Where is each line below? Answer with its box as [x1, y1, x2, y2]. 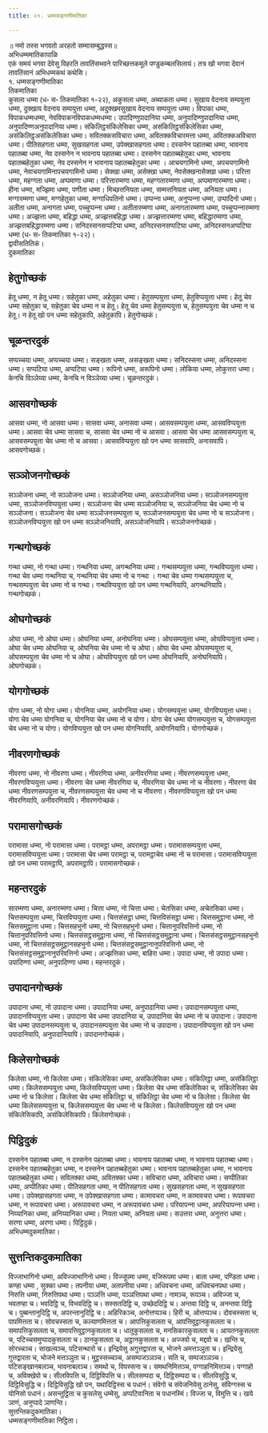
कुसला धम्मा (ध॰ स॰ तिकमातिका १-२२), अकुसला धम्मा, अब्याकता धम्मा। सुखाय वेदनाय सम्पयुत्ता [8, 94, 250, 104]
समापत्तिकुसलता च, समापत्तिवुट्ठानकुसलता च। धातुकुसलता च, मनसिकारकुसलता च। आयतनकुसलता [8, 1326, 259, 1335]
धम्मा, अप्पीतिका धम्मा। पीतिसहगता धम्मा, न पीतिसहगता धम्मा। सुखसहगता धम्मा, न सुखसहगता [8, 1182, 246, 1192]
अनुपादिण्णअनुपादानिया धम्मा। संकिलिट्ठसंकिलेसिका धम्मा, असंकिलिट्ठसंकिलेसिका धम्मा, [8, 122, 224, 131]
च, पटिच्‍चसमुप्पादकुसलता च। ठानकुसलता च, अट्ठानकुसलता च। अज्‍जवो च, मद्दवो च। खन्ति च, [8, 1335, 246, 1344]
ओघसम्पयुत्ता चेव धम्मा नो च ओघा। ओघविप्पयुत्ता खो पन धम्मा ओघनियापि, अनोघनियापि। [8, 652, 228, 661]
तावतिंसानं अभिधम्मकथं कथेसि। [8, 67, 88, 77]
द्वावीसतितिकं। [8, 238, 45, 248]
